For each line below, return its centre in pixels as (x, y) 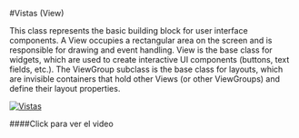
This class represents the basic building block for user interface (129, 30)
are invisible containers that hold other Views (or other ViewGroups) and (145, 79)
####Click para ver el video (61, 123)
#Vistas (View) (37, 13)
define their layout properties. (65, 89)
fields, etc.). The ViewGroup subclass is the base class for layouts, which (146, 69)
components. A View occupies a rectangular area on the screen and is (141, 40)
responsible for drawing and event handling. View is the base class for (141, 50)
